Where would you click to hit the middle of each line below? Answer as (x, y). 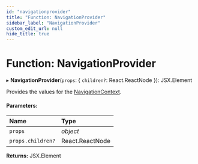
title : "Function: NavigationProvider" (56, 17)
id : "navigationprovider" (38, 12)
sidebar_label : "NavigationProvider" (53, 23)
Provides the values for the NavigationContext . (64, 92)
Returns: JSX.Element (34, 156)
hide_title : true (28, 34)
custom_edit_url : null (34, 28)
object (70, 131)
